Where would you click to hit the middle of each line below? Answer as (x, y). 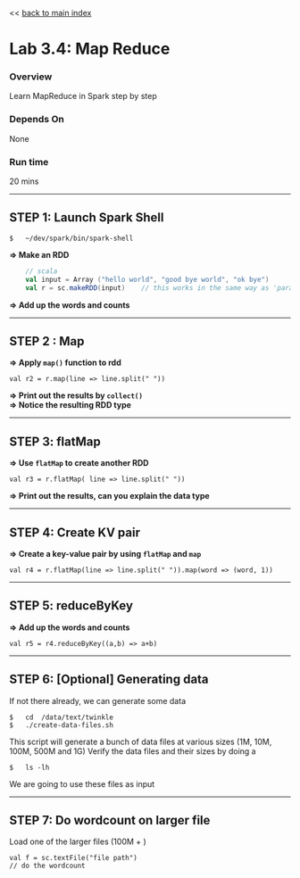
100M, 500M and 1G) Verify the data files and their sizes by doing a (133, 751)
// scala (42, 271)
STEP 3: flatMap (55, 441)
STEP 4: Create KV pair (75, 532)
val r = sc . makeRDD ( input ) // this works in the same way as (147, 288)
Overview (31, 77)
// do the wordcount (48, 866)
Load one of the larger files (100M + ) (78, 841)
